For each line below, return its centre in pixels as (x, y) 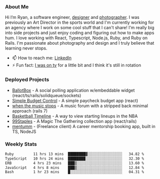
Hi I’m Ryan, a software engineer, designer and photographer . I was (72, 17)
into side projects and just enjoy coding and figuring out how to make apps (80, 33)
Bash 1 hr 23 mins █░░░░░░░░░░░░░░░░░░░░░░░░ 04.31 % (75, 172)
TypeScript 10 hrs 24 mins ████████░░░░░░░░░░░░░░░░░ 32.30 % (75, 159)
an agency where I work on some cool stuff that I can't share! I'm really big (80, 28)
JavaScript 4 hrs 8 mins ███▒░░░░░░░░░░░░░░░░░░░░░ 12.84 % (75, 168)
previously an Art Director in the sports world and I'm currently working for (80, 22)
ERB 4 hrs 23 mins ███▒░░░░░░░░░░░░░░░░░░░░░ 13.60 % (75, 163)
